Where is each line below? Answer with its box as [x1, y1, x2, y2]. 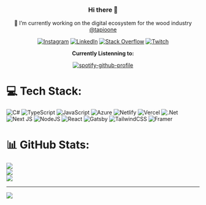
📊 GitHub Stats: [6, 138, 90, 152]
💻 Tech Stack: [6, 84, 82, 98]
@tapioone [89, 26, 117, 33]
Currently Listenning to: [72, 50, 134, 57]
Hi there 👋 [88, 6, 118, 14]
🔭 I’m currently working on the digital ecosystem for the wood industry [14, 20, 192, 27]
